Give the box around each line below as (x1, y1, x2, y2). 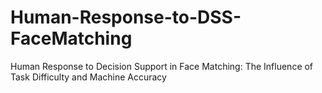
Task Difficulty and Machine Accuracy (10, 71, 167, 83)
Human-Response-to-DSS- (10, 6, 242, 29)
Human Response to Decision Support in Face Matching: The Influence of (10, 60, 314, 72)
